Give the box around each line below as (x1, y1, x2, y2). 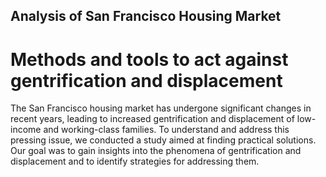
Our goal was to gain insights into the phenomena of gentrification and (10, 145, 302, 157)
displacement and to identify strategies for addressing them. (10, 155, 260, 168)
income (10, 124, 42, 136)
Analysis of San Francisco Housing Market (10, 8, 282, 25)
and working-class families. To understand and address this (43, 124, 290, 136)
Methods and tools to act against (10, 48, 289, 71)
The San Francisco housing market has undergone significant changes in (10, 102, 312, 114)
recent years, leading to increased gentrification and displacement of (10, 113, 295, 125)
